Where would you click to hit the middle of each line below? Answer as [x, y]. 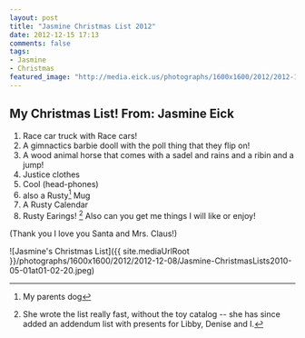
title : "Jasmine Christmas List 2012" [83, 26]
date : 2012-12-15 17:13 [54, 35]
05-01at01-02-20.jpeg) [52, 270]
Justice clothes [51, 174]
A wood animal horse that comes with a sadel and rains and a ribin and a [158, 154]
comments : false [40, 43]
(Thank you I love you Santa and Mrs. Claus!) [93, 234]
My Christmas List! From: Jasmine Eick [122, 114]
